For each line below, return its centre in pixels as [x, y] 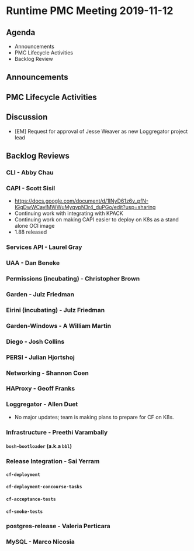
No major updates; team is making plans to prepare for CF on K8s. [94, 417]
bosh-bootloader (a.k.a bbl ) [39, 446]
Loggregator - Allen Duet [42, 404]
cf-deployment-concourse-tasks [44, 487]
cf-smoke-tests [25, 511]
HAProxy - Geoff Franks [41, 389]
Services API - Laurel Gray [44, 247]
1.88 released [31, 232]
